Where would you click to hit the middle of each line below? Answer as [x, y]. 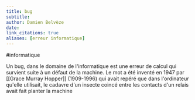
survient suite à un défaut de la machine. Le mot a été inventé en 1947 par [95, 72]
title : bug [19, 11]
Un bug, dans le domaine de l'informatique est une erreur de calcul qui [91, 66]
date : [13, 28]
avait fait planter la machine [40, 91]
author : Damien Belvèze [35, 22]
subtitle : [18, 17]
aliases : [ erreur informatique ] [45, 38]
